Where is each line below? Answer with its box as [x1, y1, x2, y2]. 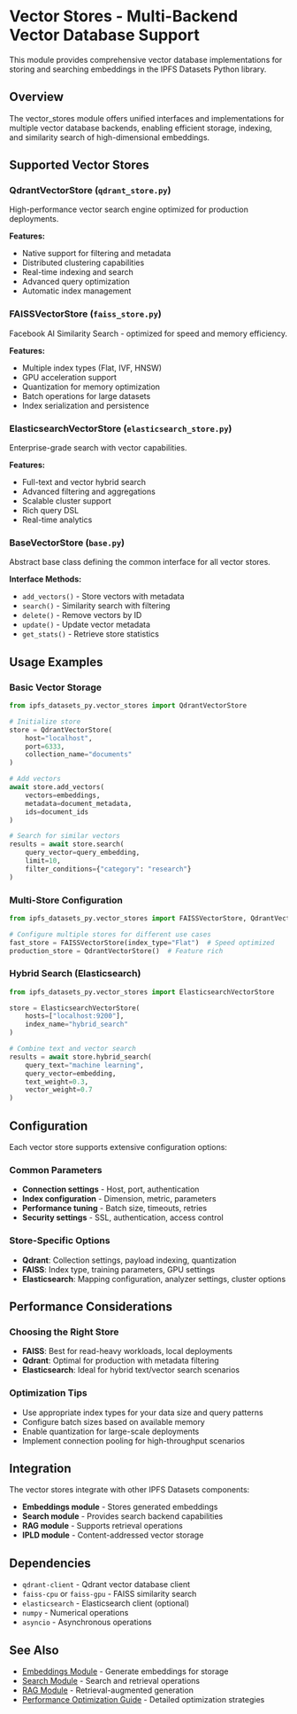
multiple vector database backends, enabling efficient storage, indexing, [9, 122, 272, 133]
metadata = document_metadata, [25, 799, 133, 808]
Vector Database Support [9, 25, 201, 45]
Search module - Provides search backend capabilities [21, 1511, 224, 1522]
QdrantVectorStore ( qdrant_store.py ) [9, 184, 171, 197]
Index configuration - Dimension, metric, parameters [21, 1194, 217, 1204]
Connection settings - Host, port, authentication [21, 1184, 200, 1194]
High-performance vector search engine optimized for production [9, 204, 249, 215]
